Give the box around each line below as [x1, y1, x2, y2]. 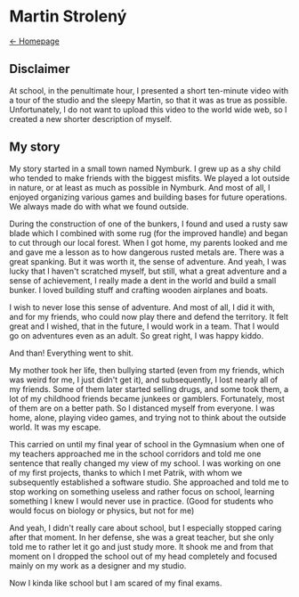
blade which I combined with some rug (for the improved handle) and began [9, 227, 288, 238]
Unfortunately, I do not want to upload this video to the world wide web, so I [9, 104, 287, 115]
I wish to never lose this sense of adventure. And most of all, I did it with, [9, 301, 276, 313]
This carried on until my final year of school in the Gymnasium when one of [9, 438, 285, 449]
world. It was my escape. [9, 421, 101, 432]
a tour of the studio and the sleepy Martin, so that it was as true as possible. [9, 94, 287, 105]
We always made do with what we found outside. [9, 200, 190, 211]
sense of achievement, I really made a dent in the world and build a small [9, 274, 277, 286]
